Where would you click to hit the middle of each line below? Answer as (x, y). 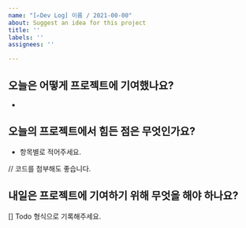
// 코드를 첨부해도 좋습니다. (50, 168)
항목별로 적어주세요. (50, 152)
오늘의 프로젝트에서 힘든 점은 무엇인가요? (102, 132)
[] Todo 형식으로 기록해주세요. (55, 216)
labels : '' (26, 37)
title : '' (24, 30)
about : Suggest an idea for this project (77, 23)
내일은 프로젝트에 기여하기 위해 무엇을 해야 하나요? (123, 196)
